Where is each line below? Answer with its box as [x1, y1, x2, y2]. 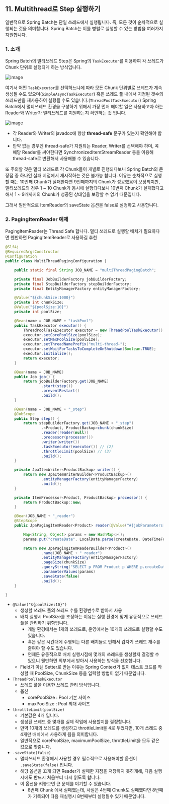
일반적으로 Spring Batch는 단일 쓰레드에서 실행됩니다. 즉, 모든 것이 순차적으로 [5, 19, 158, 25]
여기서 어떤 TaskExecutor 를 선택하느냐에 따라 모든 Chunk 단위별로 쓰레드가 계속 [5, 85, 162, 91]
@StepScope [14, 518, 37, 524]
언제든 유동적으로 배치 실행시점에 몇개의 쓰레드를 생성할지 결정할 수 [27, 651, 159, 657]
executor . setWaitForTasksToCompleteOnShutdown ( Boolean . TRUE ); [23, 346, 156, 351]
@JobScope [14, 411, 35, 416]
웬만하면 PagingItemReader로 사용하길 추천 [10, 235, 97, 241]
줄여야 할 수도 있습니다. [27, 645, 74, 651]
